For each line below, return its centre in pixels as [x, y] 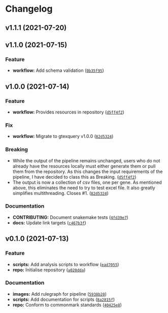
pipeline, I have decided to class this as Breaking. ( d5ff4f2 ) [74, 177]
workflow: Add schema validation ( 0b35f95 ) [58, 70]
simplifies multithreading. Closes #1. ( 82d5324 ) [60, 193]
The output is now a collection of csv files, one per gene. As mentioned [87, 182]
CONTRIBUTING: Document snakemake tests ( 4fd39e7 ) [70, 217]
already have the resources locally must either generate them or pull [84, 166]
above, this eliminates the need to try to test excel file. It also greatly [84, 188]
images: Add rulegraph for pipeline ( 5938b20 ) [60, 294]
